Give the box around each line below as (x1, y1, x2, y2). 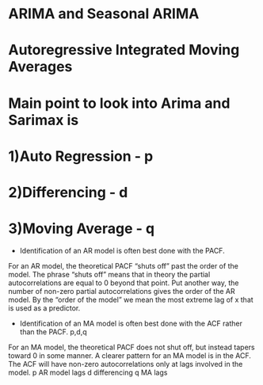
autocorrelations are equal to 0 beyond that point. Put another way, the (8, 278, 239, 288)
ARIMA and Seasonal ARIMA (8, 5, 200, 23)
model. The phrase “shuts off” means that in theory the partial (8, 269, 211, 279)
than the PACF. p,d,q (19, 326, 87, 337)
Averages (8, 58, 73, 76)
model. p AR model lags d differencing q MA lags (8, 368, 168, 377)
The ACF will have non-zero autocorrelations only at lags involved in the (8, 359, 243, 368)
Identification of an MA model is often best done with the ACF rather (19, 318, 243, 328)
